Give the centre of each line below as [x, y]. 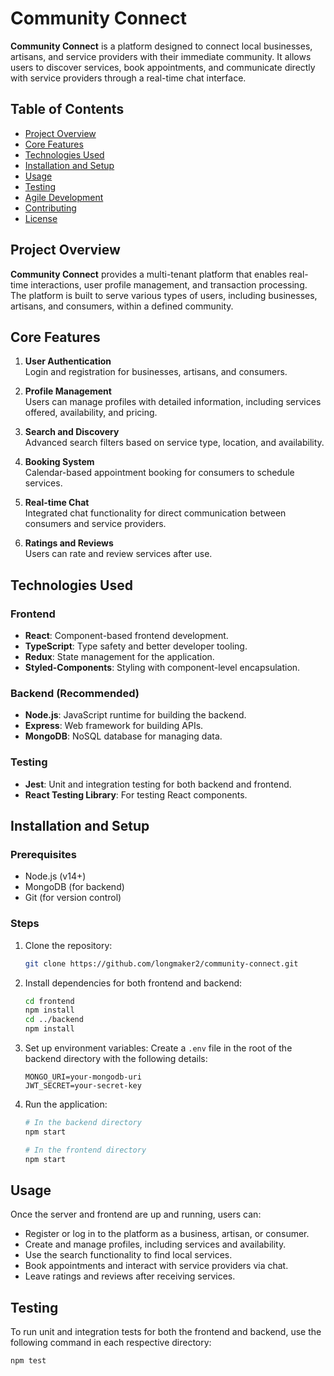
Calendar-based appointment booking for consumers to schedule [159, 473]
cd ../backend [54, 1020]
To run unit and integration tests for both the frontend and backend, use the [166, 1332]
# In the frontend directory [85, 1150]
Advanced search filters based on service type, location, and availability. [174, 443]
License [41, 218]
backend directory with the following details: [116, 1059]
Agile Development [64, 197]
